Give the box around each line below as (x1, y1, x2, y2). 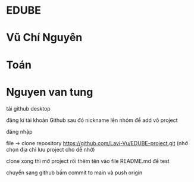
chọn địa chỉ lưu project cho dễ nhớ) (6, 146, 95, 153)
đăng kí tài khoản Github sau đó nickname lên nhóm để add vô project (6, 117, 178, 124)
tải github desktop (6, 105, 51, 112)
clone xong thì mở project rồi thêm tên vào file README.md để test (6, 157, 170, 164)
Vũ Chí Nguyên (6, 31, 83, 45)
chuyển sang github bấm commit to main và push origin (6, 169, 143, 176)
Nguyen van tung (6, 85, 93, 99)
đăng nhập (6, 128, 33, 135)
